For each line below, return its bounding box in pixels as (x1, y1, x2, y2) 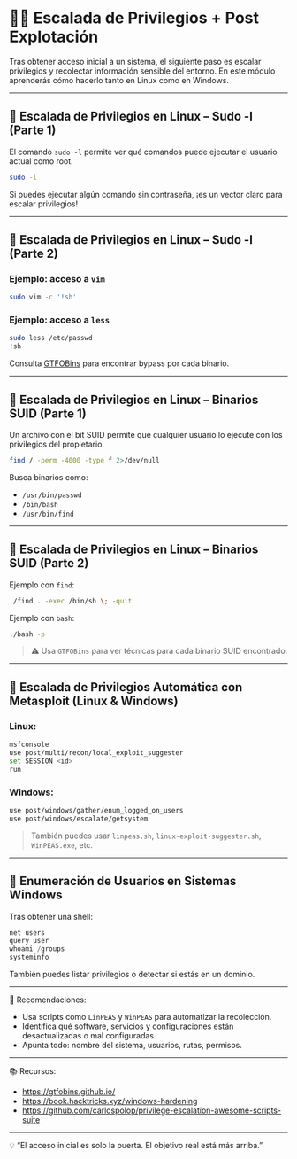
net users (9, 928, 46, 937)
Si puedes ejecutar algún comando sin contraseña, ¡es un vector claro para (9, 189, 283, 199)
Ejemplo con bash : (9, 612, 75, 623)
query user (9, 937, 49, 945)
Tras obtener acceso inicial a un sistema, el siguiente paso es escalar (9, 56, 262, 66)
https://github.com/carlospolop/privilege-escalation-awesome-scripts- (21, 1105, 281, 1116)
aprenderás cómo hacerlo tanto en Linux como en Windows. (9, 74, 230, 85)
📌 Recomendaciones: (9, 994, 87, 1005)
